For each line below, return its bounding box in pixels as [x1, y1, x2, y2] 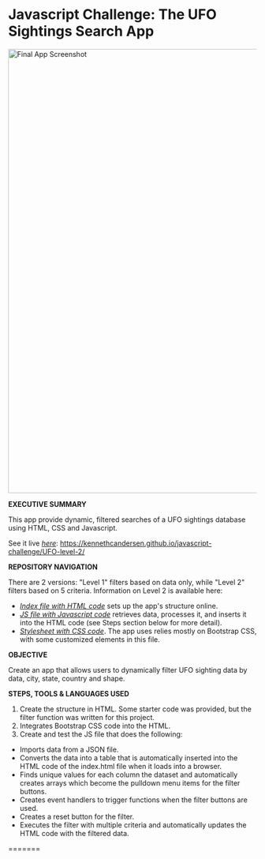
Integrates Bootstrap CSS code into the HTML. [19, 721, 171, 730]
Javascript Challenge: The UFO [8, 6, 217, 24]
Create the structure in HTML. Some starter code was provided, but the [19, 704, 252, 714]
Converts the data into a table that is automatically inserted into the [19, 752, 238, 763]
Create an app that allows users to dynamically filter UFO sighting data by [8, 665, 248, 674]
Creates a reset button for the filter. [19, 812, 135, 821]
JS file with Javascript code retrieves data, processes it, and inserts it [19, 610, 247, 619]
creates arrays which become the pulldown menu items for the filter [19, 778, 241, 787]
